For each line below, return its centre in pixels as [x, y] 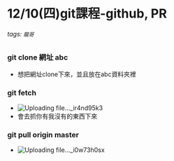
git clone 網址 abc [38, 57]
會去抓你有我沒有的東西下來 [57, 116]
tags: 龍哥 [21, 34]
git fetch [22, 92]
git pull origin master [43, 134]
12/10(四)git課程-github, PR [87, 14]
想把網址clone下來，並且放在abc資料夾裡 [77, 74]
